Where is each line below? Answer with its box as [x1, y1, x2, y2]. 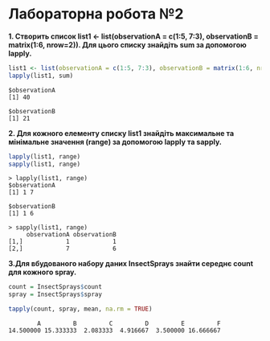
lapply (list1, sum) [8, 72, 74, 80]
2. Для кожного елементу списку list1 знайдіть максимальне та [8, 128, 235, 138]
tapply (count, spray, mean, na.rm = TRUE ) [8, 305, 153, 314]
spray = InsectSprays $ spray [8, 290, 103, 298]
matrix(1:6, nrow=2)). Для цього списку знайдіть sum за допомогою [8, 39, 247, 49]
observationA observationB [26, 231, 117, 239]
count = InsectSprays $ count [8, 283, 103, 291]
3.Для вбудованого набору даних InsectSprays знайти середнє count [8, 259, 254, 269]
